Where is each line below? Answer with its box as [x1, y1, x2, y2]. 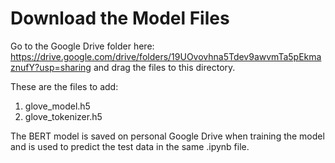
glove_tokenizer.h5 [24, 110, 103, 122]
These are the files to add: [10, 80, 119, 92]
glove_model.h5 [24, 100, 91, 112]
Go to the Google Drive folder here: [10, 40, 155, 52]
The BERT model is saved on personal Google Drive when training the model [10, 130, 325, 142]
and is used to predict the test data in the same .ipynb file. [10, 140, 250, 152]
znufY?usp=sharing [10, 61, 92, 73]
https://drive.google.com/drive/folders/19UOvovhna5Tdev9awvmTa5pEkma [10, 50, 322, 62]
